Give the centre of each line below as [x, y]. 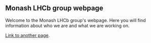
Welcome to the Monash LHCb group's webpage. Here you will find [75, 20]
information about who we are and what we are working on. [67, 25]
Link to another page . [28, 35]
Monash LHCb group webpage [54, 8]
